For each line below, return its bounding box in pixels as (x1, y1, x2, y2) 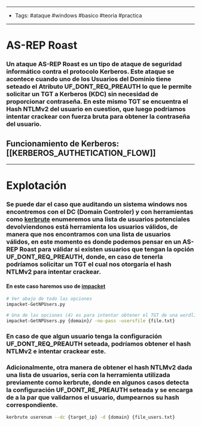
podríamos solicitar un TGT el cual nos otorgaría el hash (6, 260, 172, 269)
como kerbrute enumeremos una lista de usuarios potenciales (6, 215, 190, 224)
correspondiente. (6, 400, 58, 409)
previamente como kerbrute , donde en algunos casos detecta (6, 378, 190, 386)
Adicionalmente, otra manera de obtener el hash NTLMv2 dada (6, 363, 193, 371)
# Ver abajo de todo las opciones (6, 296, 93, 302)
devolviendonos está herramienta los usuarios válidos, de (6, 223, 178, 231)
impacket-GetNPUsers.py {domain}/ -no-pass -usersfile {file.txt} (6, 317, 175, 324)
